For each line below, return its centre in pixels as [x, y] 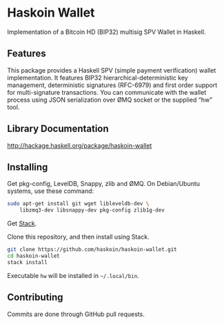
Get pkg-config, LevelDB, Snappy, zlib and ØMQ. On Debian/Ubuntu [104, 184]
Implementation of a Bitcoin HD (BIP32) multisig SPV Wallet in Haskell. [106, 32]
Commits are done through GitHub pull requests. [76, 314]
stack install [28, 262]
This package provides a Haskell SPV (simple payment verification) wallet [112, 70]
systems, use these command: [51, 191]
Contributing [35, 298]
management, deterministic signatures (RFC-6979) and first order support [112, 85]
